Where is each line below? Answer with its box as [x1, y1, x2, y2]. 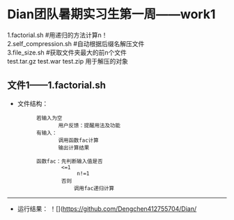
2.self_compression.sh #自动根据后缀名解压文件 [7, 39, 145, 47]
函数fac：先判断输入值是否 [36, 158, 103, 165]
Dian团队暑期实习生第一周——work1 [7, 6, 216, 22]
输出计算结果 [58, 144, 90, 151]
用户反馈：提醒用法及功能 [58, 122, 120, 129]
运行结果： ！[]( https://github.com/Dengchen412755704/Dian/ [17, 204, 197, 213]
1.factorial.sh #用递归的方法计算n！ [7, 31, 108, 39]
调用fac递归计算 [73, 184, 115, 192]
